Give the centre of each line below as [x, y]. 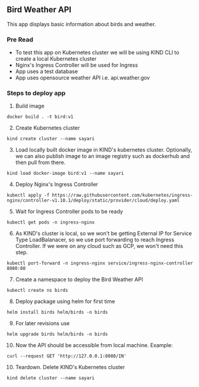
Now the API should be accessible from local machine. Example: [94, 345]
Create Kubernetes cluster [48, 128]
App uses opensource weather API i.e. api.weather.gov [83, 78]
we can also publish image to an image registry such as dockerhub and [102, 156]
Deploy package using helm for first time [65, 301]
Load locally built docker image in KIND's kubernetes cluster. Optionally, [104, 150]
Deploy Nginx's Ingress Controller [57, 184]
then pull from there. [40, 162]
